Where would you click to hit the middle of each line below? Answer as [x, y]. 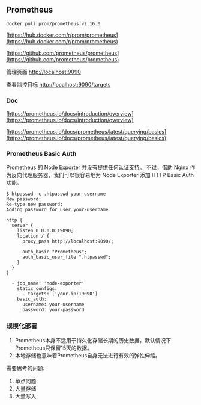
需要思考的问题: [25, 368]
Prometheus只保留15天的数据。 [54, 348]
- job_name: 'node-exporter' [48, 283]
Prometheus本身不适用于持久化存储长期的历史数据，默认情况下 [93, 340]
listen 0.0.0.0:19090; [45, 231]
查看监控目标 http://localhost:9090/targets [58, 84]
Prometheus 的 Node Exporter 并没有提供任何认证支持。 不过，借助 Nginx [97, 167]
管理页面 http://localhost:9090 [43, 72]
